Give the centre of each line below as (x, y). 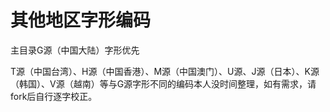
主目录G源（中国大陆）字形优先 (75, 50)
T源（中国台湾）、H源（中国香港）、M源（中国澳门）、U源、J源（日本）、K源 (165, 71)
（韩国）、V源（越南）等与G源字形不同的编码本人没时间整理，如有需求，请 (163, 83)
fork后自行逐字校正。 (54, 96)
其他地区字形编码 (81, 20)
